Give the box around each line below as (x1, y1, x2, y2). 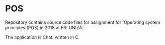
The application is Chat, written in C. (5, 34, 80, 40)
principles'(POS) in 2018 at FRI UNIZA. (5, 24, 83, 30)
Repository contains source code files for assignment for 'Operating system (5, 19, 161, 25)
